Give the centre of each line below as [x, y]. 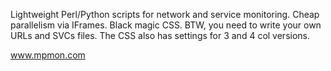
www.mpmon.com [48, 55]
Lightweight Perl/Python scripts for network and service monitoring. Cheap [165, 14]
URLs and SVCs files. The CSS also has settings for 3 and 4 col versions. [160, 35]
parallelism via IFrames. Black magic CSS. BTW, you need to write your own [166, 25]
